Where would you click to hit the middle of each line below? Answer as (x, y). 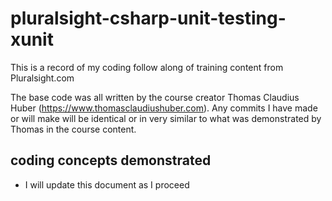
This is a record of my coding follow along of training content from (147, 67)
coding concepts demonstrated (111, 160)
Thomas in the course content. (73, 129)
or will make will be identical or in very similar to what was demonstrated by (166, 118)
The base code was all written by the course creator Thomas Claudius (155, 97)
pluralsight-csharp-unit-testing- (148, 18)
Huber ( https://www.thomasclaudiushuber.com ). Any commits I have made (164, 108)
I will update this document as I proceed (107, 184)
